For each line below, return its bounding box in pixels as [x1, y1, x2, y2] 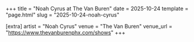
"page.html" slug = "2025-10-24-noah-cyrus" [5, 11, 120, 18]
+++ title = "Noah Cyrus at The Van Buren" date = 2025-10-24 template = [5, 5, 189, 12]
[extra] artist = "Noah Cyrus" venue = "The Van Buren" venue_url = [5, 23, 173, 30]
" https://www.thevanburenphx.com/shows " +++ [5, 29, 126, 36]
